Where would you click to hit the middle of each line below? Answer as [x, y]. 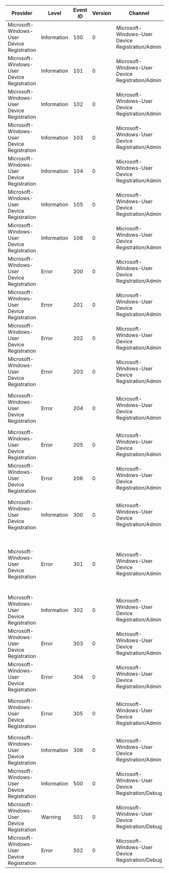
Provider [22, 13]
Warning [51, 817]
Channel [139, 13]
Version [102, 13]
